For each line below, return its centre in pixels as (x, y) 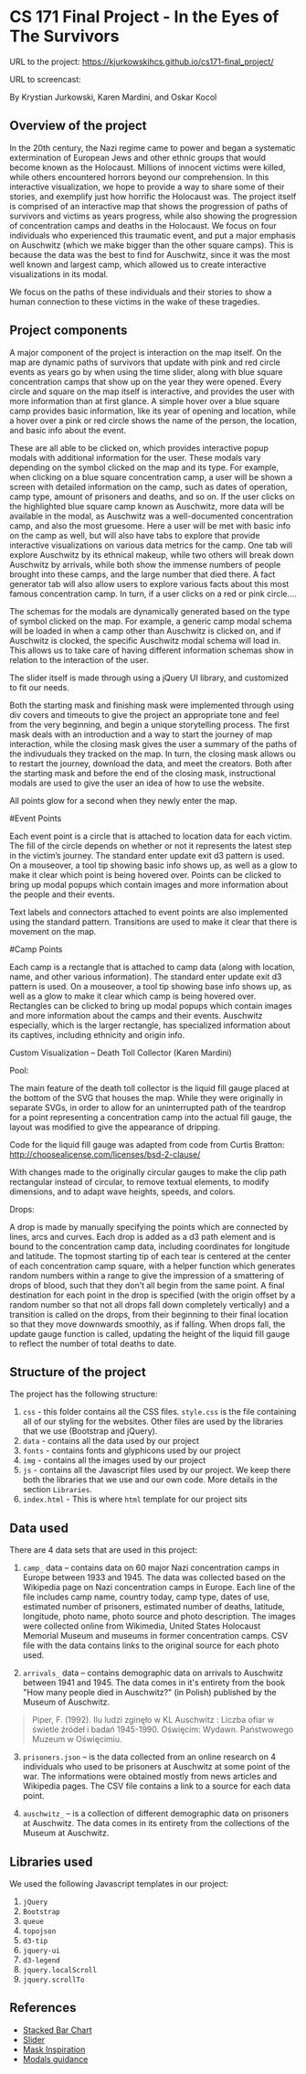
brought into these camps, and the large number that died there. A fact (142, 574)
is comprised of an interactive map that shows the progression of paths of (149, 206)
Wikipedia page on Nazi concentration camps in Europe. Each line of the (159, 1588)
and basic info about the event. (68, 430)
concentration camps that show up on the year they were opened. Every (145, 381)
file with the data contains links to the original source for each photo (151, 1646)
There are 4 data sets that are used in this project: (104, 1550)
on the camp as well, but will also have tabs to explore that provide (135, 535)
